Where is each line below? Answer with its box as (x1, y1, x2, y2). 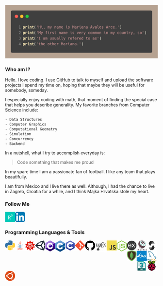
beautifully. (5, 174, 28, 179)
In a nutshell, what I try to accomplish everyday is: (5, 150, 105, 156)
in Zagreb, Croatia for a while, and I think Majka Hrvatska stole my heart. (5, 189, 149, 194)
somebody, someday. (5, 88, 48, 93)
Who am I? (5, 66, 31, 72)
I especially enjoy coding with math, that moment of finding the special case (5, 97, 157, 102)
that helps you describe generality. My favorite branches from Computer (5, 102, 150, 107)
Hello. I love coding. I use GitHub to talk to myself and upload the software (5, 77, 154, 83)
